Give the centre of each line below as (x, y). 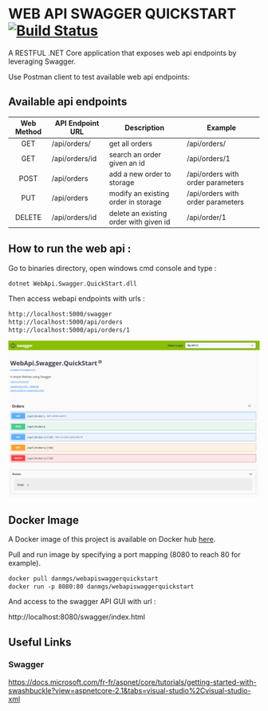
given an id (127, 163)
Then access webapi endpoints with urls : (77, 298)
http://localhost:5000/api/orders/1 (69, 330)
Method (28, 132)
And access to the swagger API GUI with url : (82, 602)
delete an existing (138, 213)
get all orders (131, 143)
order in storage (135, 202)
